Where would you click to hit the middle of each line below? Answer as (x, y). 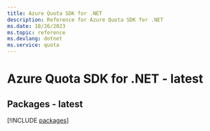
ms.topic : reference (37, 32)
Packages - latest (45, 104)
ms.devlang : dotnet (35, 39)
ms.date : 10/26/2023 (37, 26)
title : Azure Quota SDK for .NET (55, 13)
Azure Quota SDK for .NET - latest (105, 79)
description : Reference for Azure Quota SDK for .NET (86, 20)
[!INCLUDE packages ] (38, 120)
